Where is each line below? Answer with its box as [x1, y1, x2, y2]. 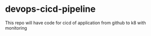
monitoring [5, 25, 27, 31]
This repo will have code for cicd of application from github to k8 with [5, 20, 146, 26]
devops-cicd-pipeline [5, 3, 96, 15]
